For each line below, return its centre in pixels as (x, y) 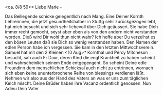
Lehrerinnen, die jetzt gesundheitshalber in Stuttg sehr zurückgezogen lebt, (81, 22)
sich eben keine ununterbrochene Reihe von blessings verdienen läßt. (75, 73)
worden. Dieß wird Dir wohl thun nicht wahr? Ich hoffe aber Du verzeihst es (80, 37)
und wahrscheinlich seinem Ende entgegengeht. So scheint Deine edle (76, 63)
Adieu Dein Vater (22, 88)
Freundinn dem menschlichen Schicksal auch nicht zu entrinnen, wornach (79, 68)
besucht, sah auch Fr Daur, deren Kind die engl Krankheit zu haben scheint (80, 57)
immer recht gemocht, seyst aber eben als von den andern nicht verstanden (81, 32)
